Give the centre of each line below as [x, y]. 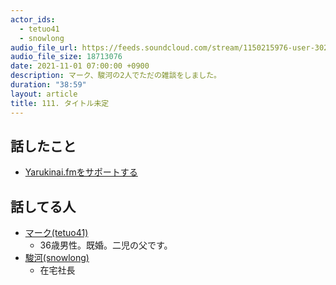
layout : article [44, 94]
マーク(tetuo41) [56, 233]
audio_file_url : [44, 47]
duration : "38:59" [48, 85]
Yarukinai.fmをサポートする [81, 172]
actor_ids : [33, 19]
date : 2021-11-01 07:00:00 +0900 [80, 66]
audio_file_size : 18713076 [66, 57]
